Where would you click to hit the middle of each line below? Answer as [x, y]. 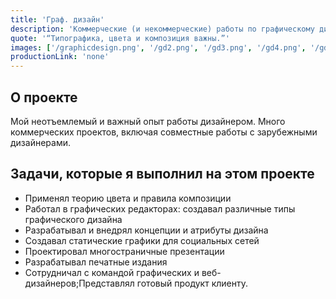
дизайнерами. [40, 142]
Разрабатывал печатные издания [96, 262]
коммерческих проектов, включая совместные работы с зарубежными [164, 132]
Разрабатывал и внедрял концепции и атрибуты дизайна [146, 230]
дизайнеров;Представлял [79, 283]
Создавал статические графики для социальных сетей [142, 240]
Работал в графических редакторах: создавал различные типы [160, 208]
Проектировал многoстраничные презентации [124, 251]
